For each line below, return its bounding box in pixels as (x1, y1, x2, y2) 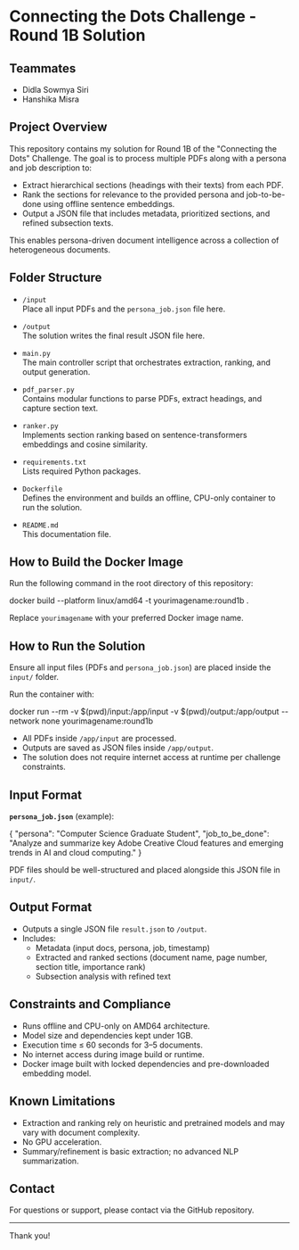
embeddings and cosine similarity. (21, 439, 149, 450)
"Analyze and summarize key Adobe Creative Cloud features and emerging (9, 838, 284, 849)
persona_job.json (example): (9, 811, 115, 822)
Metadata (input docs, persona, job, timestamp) (35, 942, 211, 953)
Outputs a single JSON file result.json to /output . (21, 923, 207, 934)
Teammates (9, 61, 77, 76)
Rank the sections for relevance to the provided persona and (21, 189, 245, 200)
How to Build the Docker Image (9, 555, 184, 570)
